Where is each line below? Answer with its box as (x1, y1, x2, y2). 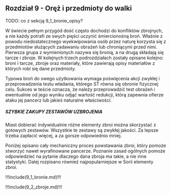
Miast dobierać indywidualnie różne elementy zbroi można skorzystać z (5, 121, 157, 128)
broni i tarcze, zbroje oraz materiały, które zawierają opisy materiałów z (5, 60, 155, 66)
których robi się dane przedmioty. (5, 65, 77, 71)
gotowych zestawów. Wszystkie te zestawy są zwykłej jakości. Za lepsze (5, 127, 159, 133)
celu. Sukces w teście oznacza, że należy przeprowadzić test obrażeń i (5, 86, 155, 92)
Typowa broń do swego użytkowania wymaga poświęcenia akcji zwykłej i (5, 75, 160, 81)
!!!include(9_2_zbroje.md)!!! (5, 184, 62, 190)
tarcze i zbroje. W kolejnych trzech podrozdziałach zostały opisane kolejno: (5, 55, 164, 61)
